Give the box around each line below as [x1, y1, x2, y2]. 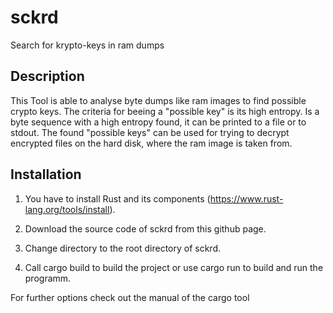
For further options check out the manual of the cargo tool [10, 291, 250, 303]
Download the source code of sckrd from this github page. [24, 222, 267, 235]
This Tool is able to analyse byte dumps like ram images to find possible [10, 94, 307, 106]
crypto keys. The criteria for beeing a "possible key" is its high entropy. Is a [10, 105, 320, 117]
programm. [24, 272, 72, 284]
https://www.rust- [209, 192, 284, 205]
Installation [10, 166, 82, 183]
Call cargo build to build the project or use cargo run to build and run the [24, 261, 324, 273]
